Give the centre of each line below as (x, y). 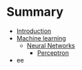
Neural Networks (51, 45)
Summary (35, 12)
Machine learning (41, 38)
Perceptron (53, 53)
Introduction (34, 31)
